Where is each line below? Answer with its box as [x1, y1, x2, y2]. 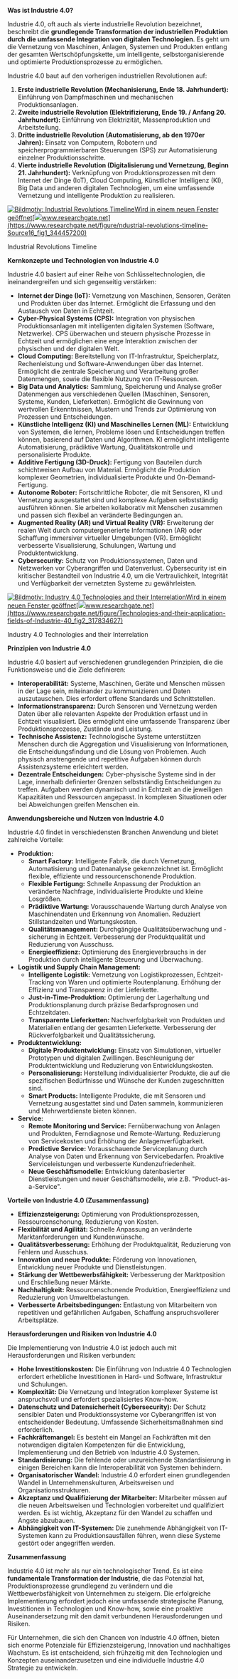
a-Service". [28, 1182, 62, 1190]
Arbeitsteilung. [17, 123, 61, 131]
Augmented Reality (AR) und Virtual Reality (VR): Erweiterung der [17, 519, 215, 526]
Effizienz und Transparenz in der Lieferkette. [28, 986, 159, 994]
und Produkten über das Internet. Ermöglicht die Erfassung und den [17, 299, 217, 307]
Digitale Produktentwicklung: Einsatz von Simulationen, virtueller [28, 1046, 222, 1054]
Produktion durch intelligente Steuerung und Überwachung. [28, 955, 203, 964]
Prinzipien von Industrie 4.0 [7, 644, 91, 653]
